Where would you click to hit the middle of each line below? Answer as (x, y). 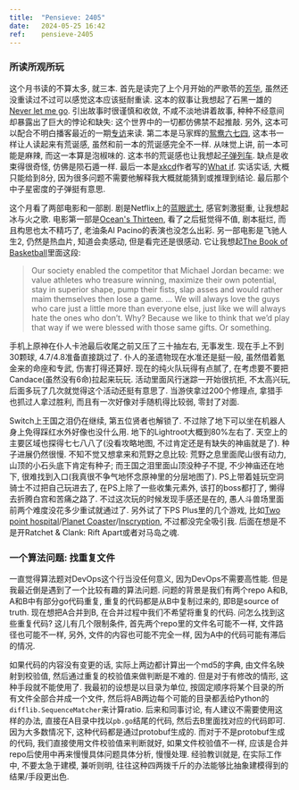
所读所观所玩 (37, 67)
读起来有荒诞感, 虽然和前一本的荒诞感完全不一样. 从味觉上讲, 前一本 (157, 144)
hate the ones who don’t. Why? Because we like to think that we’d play (160, 317)
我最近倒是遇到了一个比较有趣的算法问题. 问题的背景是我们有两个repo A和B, (149, 590)
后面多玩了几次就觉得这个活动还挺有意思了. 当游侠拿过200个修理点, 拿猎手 (146, 391)
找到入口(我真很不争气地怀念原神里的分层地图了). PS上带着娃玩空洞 (161, 476)
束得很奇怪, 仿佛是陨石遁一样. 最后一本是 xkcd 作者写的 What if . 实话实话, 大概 (149, 166)
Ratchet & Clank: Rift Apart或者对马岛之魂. (102, 532)
